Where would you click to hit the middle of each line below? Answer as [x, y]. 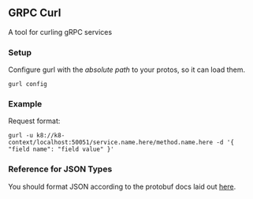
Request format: [34, 121]
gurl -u [21, 136]
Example [25, 104]
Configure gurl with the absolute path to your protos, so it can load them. [127, 69]
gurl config [28, 84]
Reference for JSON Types [60, 169]
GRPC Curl [35, 13]
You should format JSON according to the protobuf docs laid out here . [122, 186]
